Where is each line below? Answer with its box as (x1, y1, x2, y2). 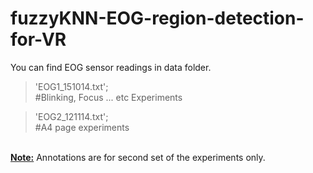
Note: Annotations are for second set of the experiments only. (10, 151, 266, 163)
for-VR (10, 28, 67, 51)
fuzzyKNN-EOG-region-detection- (10, 7, 305, 30)
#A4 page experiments (34, 121, 130, 133)
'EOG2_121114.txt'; (34, 110, 109, 122)
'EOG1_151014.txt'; (34, 80, 109, 92)
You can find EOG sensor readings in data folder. (10, 61, 212, 73)
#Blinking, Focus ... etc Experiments (34, 91, 183, 103)
